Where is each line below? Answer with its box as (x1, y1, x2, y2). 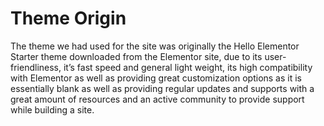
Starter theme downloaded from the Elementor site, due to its (10, 50, 263, 62)
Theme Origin (10, 7, 127, 30)
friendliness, (10, 61, 62, 73)
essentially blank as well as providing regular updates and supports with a (10, 82, 315, 94)
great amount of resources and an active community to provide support (10, 93, 305, 105)
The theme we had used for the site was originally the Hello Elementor (10, 40, 300, 52)
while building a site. (10, 103, 95, 116)
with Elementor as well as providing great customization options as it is (10, 72, 302, 84)
